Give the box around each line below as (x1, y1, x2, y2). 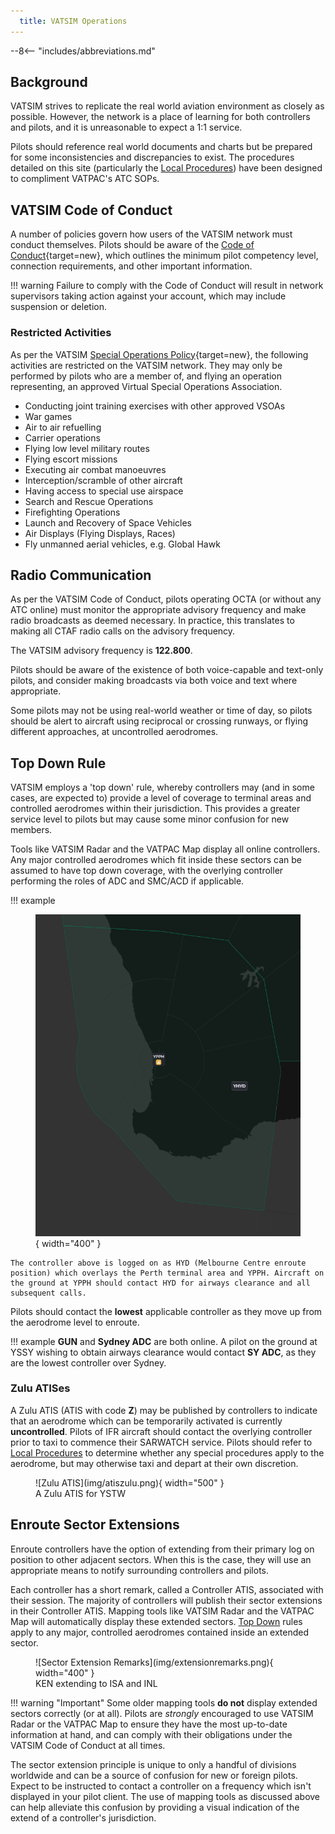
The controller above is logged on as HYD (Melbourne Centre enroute (10, 1258, 307, 1268)
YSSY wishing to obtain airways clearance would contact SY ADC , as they (10, 1346, 317, 1358)
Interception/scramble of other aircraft (24, 474, 183, 486)
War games (24, 410, 73, 422)
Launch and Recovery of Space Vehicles (24, 516, 193, 529)
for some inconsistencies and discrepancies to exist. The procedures (10, 151, 295, 164)
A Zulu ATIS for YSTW (35, 1487, 127, 1499)
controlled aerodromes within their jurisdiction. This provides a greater (10, 803, 301, 815)
